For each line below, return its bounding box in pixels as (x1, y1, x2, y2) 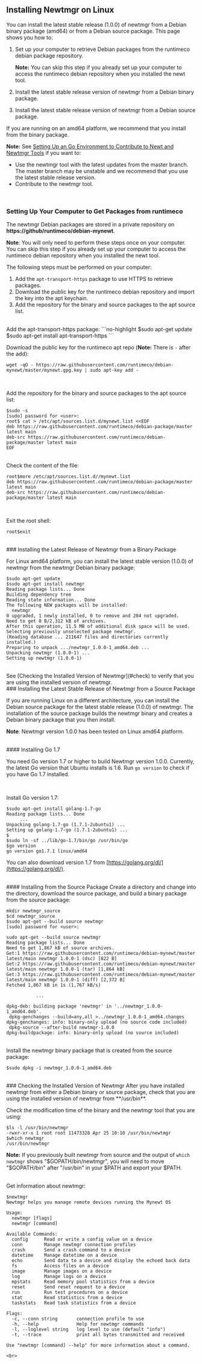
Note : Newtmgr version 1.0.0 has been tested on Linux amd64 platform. (6, 728, 184, 735)
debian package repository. (14, 51, 83, 59)
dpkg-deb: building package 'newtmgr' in (6, 1003, 112, 1010)
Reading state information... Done (6, 597, 96, 603)
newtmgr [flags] (11, 1215, 52, 1222)
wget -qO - (6, 362, 34, 368)
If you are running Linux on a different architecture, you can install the (6, 697, 180, 704)
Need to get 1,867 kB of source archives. (6, 945, 115, 951)
